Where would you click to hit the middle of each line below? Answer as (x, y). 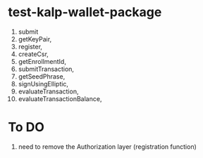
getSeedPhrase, (42, 76)
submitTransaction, (46, 69)
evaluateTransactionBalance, (60, 98)
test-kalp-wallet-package (85, 12)
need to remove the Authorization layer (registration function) (107, 146)
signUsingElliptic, (43, 84)
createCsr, (33, 54)
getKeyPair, (35, 39)
